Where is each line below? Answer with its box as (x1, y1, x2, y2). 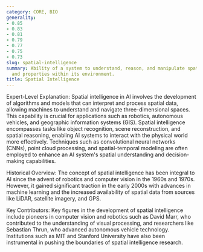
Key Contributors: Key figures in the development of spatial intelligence (6, 207, 184, 214)
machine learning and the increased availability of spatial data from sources (6, 188, 195, 196)
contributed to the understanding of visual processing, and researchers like (6, 219, 194, 227)
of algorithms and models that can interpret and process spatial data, (6, 99, 178, 107)
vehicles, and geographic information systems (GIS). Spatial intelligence (6, 119, 185, 126)
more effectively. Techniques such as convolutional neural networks (6, 138, 176, 145)
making (6, 157, 25, 165)
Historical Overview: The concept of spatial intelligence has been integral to (6, 169, 195, 176)
